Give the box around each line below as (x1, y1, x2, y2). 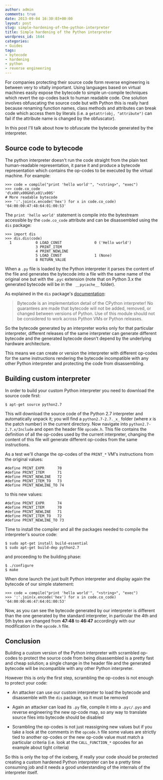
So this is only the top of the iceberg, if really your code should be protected (5, 754, 158, 760)
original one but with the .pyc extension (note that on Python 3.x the (5, 276, 142, 282)
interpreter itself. (5, 770, 38, 776)
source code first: (5, 392, 41, 398)
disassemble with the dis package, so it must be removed (12, 695, 128, 701)
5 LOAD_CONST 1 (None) (36, 253, 112, 258)
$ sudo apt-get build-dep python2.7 (5, 545, 79, 550)
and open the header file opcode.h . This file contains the (35, 426, 147, 432)
